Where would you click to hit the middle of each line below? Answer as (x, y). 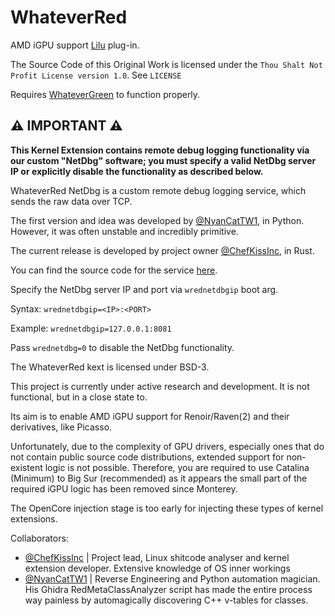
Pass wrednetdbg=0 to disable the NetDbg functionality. (122, 347)
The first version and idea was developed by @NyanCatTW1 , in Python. (157, 220)
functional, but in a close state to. (79, 397)
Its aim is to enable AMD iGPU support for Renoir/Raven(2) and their (150, 416)
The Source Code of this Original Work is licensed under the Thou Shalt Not (166, 64)
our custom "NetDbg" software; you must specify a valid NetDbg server (163, 160)
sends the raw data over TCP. (71, 201)
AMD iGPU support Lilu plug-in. (75, 45)
